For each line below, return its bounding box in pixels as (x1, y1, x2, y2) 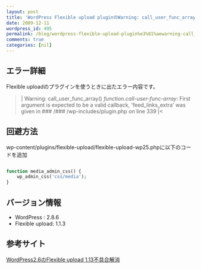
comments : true (6, 37, 44, 43)
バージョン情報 (6, 197, 62, 207)
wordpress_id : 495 (6, 25, 52, 32)
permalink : (6, 31, 33, 37)
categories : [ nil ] (6, 43, 52, 49)
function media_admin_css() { (6, 168, 82, 174)
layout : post (6, 8, 39, 15)
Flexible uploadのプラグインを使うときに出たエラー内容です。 (6, 83, 159, 90)
